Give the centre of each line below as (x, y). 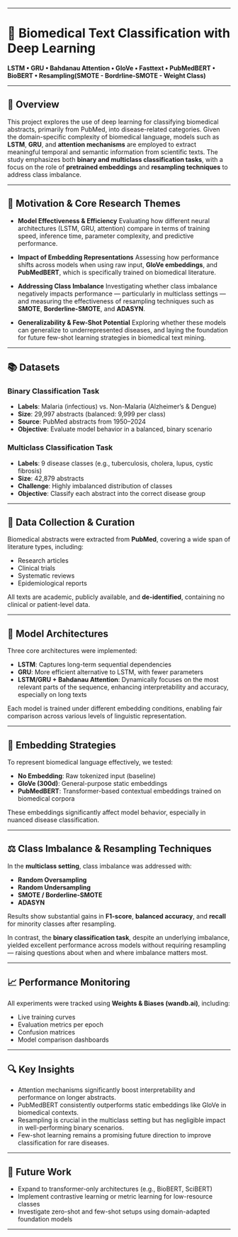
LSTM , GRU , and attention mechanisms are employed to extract (102, 144)
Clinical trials (36, 568)
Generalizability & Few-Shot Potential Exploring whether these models (122, 322)
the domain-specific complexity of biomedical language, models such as (113, 136)
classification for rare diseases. (63, 1143)
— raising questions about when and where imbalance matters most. (108, 952)
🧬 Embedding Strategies (62, 745)
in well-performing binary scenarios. (70, 1128)
